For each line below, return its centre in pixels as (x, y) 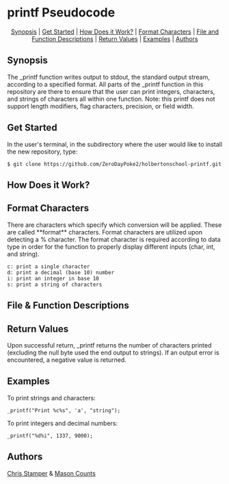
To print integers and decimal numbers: (63, 423)
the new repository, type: (42, 152)
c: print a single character (49, 266)
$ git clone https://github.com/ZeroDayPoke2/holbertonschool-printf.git (114, 164)
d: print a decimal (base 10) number (61, 272)
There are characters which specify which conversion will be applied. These (114, 225)
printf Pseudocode (61, 13)
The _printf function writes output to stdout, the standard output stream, (108, 77)
